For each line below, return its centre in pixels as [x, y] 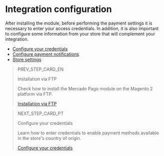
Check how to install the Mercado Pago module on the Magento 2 [85, 88]
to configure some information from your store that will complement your [80, 34]
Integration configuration [58, 9]
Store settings [27, 59]
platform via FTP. [35, 94]
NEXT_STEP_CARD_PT [40, 113]
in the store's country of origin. [49, 138]
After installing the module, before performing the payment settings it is [79, 23]
